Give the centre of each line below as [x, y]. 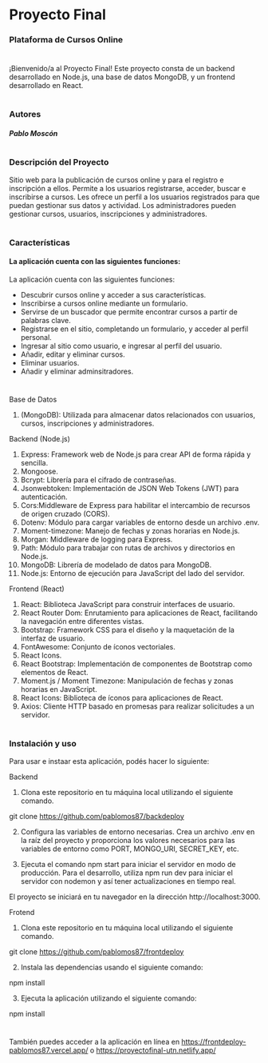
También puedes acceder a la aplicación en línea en [95, 1041]
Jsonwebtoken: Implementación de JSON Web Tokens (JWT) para [130, 489]
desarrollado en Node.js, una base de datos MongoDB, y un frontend [122, 77]
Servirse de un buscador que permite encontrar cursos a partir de [129, 312]
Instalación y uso [43, 744]
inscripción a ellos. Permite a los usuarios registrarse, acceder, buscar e [128, 188]
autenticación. [44, 497]
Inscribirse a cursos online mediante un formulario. [104, 304]
